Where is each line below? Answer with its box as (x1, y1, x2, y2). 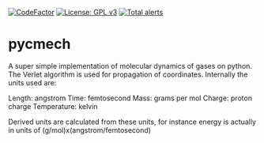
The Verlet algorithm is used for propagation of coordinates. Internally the (8, 70, 248, 79)
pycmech (8, 36, 71, 53)
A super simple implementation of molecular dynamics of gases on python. (8, 61, 253, 70)
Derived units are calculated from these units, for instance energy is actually (8, 117, 257, 126)
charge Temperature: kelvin (8, 101, 98, 111)
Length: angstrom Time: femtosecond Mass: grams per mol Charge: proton (8, 93, 253, 103)
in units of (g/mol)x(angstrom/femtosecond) (8, 125, 152, 134)
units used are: (8, 77, 57, 87)
